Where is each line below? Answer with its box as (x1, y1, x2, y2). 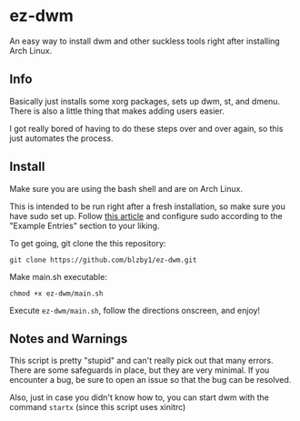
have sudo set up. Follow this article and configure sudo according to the (9, 210, 284, 221)
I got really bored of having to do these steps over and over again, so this (9, 123, 284, 134)
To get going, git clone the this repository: (9, 237, 166, 248)
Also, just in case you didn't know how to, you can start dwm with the (9, 392, 270, 403)
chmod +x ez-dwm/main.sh (9, 288, 104, 298)
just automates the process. (9, 133, 114, 144)
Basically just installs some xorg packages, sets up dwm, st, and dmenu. (9, 95, 280, 106)
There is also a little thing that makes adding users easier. (9, 105, 225, 116)
